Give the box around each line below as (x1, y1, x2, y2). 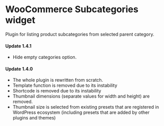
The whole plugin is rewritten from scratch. (12, 77, 103, 83)
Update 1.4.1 (5, 43, 32, 49)
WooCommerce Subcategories (5, 4, 139, 15)
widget (5, 14, 36, 26)
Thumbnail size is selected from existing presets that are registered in (12, 104, 159, 110)
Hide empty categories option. (12, 54, 77, 60)
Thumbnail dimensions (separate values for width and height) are (12, 93, 150, 100)
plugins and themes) (12, 115, 56, 121)
